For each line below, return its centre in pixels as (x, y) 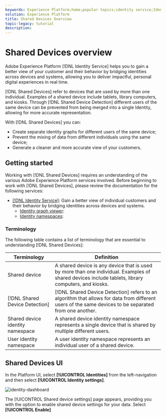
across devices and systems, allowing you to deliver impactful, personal (78, 77)
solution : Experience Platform (37, 14)
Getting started (29, 163)
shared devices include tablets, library (99, 278)
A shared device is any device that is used (104, 266)
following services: (24, 190)
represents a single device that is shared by (105, 325)
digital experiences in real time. (37, 82)
